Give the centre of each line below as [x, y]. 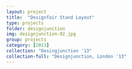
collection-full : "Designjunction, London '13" [67, 56]
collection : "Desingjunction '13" [49, 51]
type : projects [25, 23]
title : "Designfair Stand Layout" [50, 17]
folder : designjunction [36, 28]
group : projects [26, 40]
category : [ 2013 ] [28, 46]
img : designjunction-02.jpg [41, 34]
